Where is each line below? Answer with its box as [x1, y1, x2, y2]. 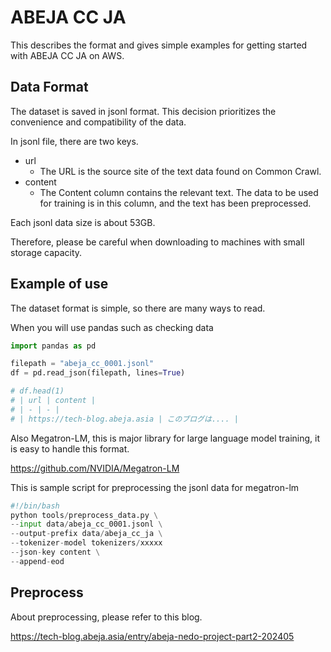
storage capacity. [10, 246, 83, 258]
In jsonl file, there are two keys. [10, 135, 139, 147]
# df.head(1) [10, 386, 65, 396]
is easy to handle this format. [10, 442, 130, 455]
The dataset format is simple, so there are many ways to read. [10, 302, 266, 314]
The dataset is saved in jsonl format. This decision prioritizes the [10, 105, 277, 117]
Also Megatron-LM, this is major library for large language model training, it [10, 432, 321, 444]
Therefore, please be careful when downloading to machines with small [10, 236, 305, 248]
